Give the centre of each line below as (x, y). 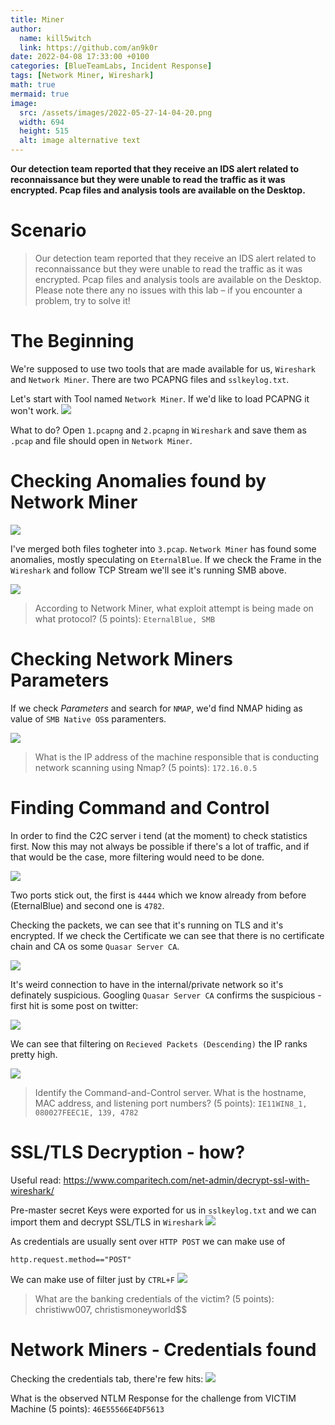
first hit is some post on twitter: (74, 1005)
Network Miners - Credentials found (163, 1349)
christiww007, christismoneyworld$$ (111, 1309)
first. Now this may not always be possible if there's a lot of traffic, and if (160, 846)
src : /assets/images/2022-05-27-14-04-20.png (116, 112)
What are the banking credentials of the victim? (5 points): (154, 1298)
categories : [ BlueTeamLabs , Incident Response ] (111, 66)
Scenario (48, 230)
